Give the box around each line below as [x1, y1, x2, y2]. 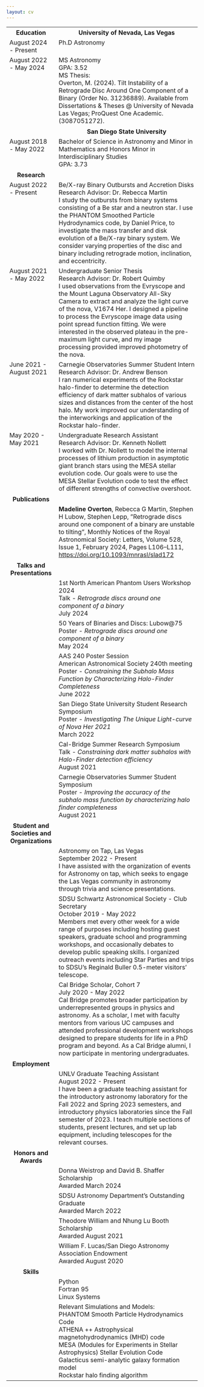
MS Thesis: [58, 71, 91, 79]
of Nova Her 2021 [58, 722, 111, 731]
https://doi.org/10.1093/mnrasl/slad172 [58, 550, 174, 559]
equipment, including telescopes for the [58, 1130, 172, 1139]
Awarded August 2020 [58, 1257, 124, 1265]
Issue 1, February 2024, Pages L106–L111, [58, 543, 184, 551]
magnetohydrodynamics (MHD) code [58, 1333, 165, 1341]
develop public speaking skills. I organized [58, 947, 180, 956]
